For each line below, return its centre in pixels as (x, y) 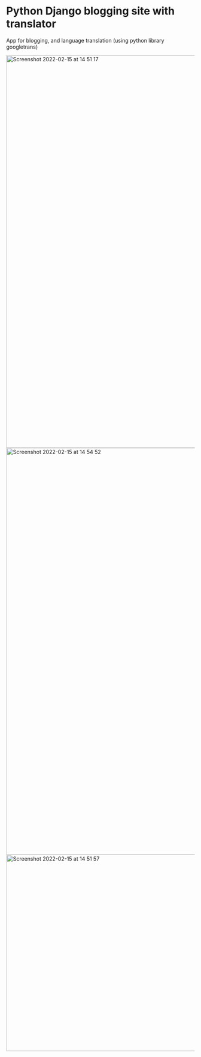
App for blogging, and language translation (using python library (85, 40)
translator (31, 24)
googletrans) (22, 47)
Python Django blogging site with (91, 11)
